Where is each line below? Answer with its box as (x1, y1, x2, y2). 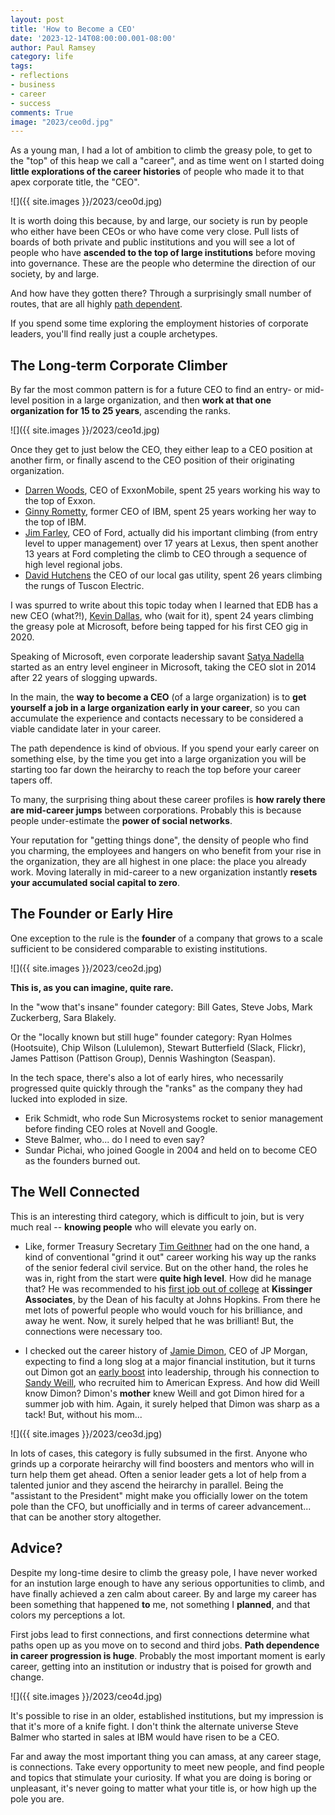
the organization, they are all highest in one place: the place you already (10, 856, 307, 868)
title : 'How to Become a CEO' (10, 24, 137, 34)
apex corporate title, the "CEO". (10, 176, 140, 188)
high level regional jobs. (24, 559, 123, 571)
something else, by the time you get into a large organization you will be (10, 753, 307, 765)
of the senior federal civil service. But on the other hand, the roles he (24, 1261, 309, 1273)
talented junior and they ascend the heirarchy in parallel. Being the (10, 1479, 284, 1491)
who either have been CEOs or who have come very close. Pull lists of (10, 226, 300, 238)
